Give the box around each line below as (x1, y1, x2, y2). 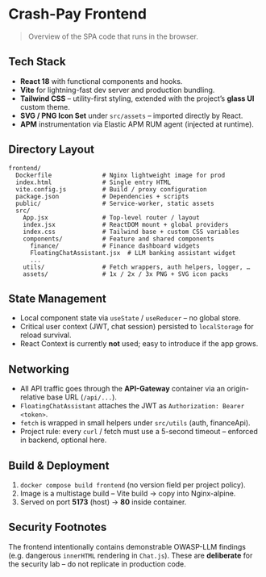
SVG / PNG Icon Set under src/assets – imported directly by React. (19, 111, 243, 120)
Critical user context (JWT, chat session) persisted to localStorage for (19, 322, 254, 332)
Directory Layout (8, 143, 95, 157)
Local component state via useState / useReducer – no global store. (19, 313, 241, 323)
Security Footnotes (8, 521, 107, 534)
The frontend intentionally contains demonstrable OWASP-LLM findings (8, 541, 246, 551)
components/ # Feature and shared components (23, 235, 215, 243)
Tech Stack (8, 55, 66, 69)
